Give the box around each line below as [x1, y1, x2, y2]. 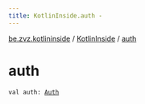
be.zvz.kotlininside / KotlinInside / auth [8, 34, 137, 43]
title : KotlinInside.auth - [8, 11, 103, 20]
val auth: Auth [8, 88, 60, 96]
